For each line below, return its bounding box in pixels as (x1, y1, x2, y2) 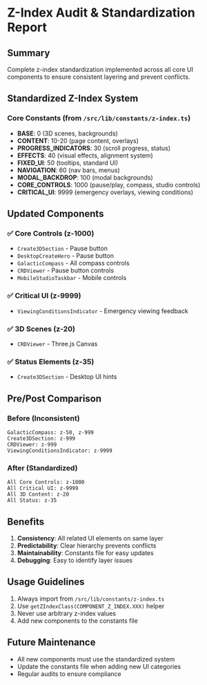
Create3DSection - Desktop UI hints (17, 373, 117, 381)
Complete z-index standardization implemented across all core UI (7, 66, 194, 73)
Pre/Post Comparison (7, 393, 102, 404)
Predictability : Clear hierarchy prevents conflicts (17, 541, 157, 550)
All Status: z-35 (7, 497, 57, 504)
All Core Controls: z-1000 (7, 479, 85, 486)
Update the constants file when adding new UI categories (17, 662, 181, 670)
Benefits (7, 516, 45, 527)
